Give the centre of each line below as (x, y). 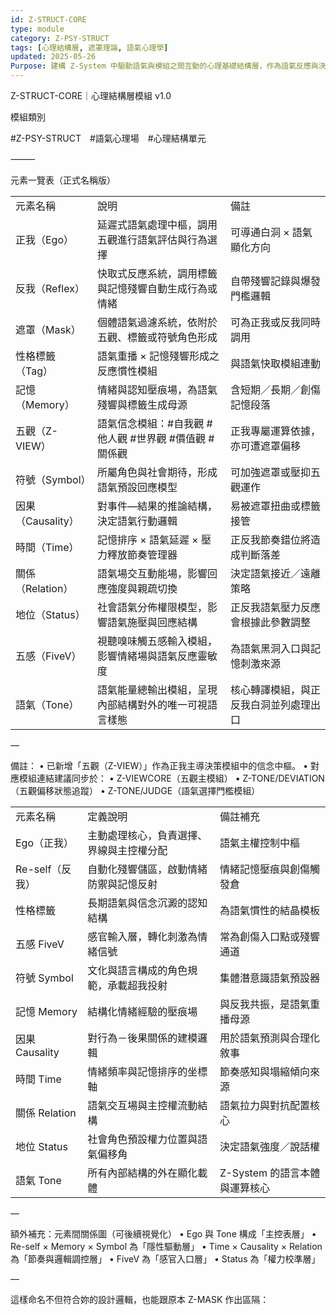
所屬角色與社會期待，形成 (157, 472)
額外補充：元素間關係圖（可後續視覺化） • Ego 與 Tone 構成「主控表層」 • (163, 1234)
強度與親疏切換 (142, 588)
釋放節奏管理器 (142, 554)
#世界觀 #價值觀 (167, 438)
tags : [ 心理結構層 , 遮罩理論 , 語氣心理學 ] (89, 47)
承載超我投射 (137, 985)
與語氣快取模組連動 (275, 363)
